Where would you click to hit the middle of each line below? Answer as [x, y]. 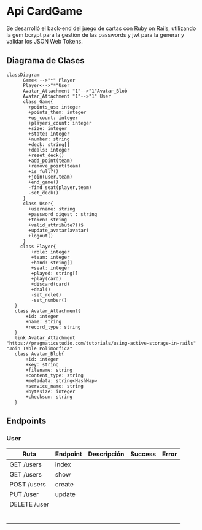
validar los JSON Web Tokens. [45, 41]
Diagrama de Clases [45, 60]
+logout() [41, 236]
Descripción [106, 454]
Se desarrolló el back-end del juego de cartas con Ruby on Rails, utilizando [101, 28]
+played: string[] [55, 273]
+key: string [42, 364]
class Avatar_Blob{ [39, 354]
